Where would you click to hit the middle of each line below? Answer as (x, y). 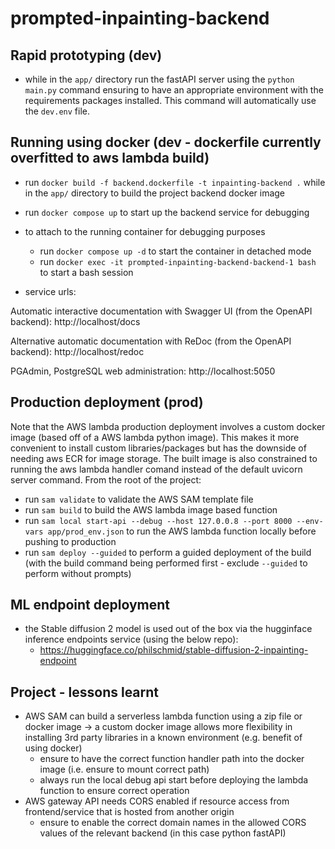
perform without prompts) (78, 573)
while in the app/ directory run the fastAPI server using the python (159, 79)
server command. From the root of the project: (106, 479)
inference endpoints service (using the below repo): (131, 639)
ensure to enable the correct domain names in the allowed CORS (173, 823)
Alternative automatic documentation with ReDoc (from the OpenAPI (151, 341)
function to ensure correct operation (114, 791)
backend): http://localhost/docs (75, 321)
